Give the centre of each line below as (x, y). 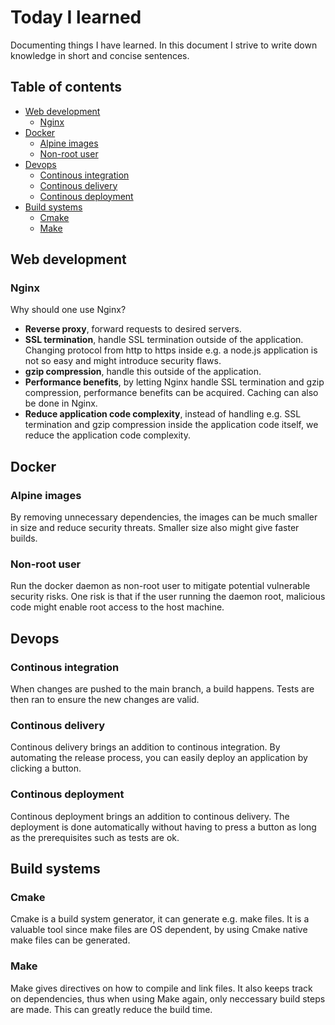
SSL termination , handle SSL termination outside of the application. (164, 340)
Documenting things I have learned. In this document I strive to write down (164, 45)
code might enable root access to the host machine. (117, 607)
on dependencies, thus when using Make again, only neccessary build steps (168, 998)
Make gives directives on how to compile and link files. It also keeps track (161, 988)
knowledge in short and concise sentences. (100, 55)
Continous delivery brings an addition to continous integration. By (145, 747)
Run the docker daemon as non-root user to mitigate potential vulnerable (160, 586)
